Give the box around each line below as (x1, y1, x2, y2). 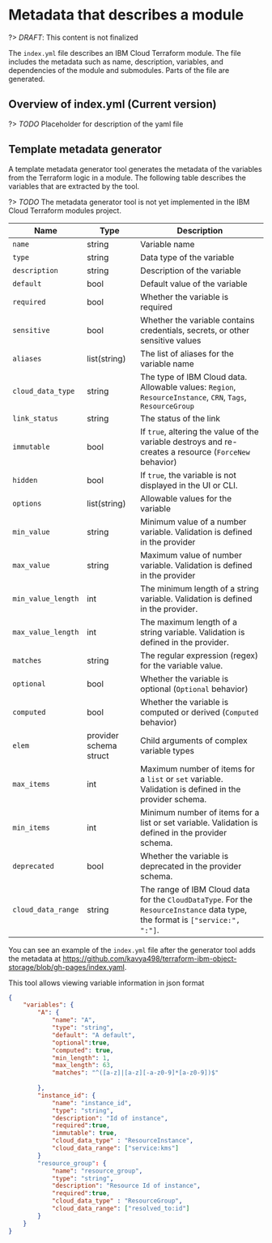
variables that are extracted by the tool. (8, 181, 140, 191)
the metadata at (8, 954, 62, 963)
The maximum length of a (140, 616, 237, 627)
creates (140, 446, 169, 457)
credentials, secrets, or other (140, 324, 250, 335)
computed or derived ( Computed (140, 707, 259, 718)
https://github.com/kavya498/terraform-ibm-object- (62, 954, 237, 963)
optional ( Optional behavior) (140, 683, 249, 694)
